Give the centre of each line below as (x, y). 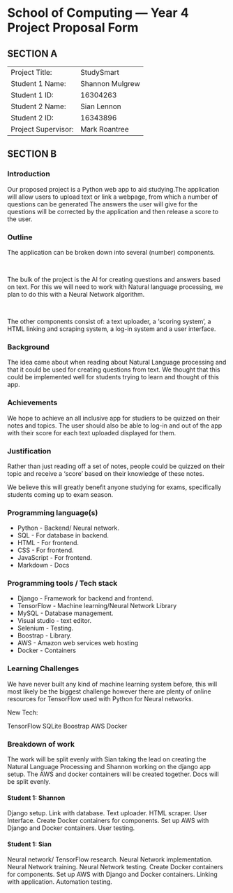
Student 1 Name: (38, 84)
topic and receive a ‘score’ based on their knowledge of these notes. (106, 473)
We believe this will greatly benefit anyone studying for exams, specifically (114, 487)
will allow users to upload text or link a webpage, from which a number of (113, 197)
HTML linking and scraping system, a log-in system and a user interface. (112, 329)
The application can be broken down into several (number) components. (111, 252)
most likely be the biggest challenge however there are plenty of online (109, 691)
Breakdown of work (41, 744)
